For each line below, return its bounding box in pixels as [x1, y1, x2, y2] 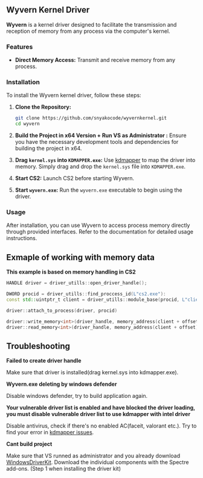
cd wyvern [14, 121, 40, 127]
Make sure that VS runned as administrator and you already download [6, 452, 180, 460]
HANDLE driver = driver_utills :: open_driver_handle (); [6, 280, 147, 286]
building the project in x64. [14, 145, 82, 152]
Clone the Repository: [14, 103, 71, 111]
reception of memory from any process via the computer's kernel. [6, 27, 170, 35]
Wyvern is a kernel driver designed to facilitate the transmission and [6, 21, 177, 28]
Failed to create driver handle [6, 357, 82, 365]
